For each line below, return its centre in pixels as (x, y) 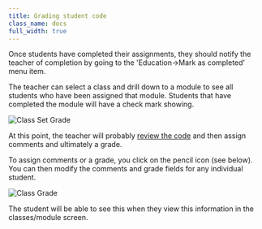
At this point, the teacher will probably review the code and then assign (127, 136)
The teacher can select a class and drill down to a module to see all (121, 87)
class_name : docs (38, 24)
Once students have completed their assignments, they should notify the (130, 54)
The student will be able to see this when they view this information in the (131, 209)
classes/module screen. (48, 218)
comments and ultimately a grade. (65, 145)
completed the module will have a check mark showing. (101, 104)
